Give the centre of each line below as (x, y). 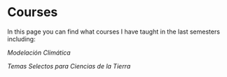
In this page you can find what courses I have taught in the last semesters (114, 31)
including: (22, 38)
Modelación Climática (39, 52)
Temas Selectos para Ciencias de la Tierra (69, 66)
